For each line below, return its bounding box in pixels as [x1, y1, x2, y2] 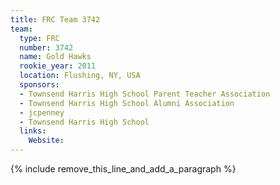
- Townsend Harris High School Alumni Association [19, 98, 235, 108]
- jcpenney [19, 107, 65, 118]
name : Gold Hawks [19, 52, 92, 62]
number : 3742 [19, 42, 74, 53]
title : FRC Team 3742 [10, 14, 101, 25]
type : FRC [19, 33, 60, 43]
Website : [28, 136, 65, 146]
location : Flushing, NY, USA [19, 71, 141, 81]
